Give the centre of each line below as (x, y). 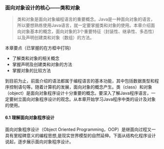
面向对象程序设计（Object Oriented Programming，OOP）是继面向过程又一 (81, 129)
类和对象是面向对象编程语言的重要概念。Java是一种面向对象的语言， (86, 19)
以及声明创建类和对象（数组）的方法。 (55, 38)
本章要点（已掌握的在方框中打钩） (39, 48)
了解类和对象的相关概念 (36, 58)
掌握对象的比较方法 (31, 71)
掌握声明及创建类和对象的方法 (42, 64)
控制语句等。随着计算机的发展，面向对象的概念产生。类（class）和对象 (81, 87)
